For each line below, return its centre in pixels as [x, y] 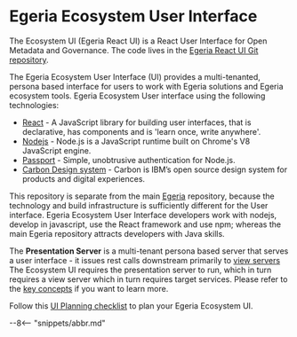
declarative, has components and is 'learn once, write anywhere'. [141, 131]
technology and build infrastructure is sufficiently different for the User [139, 205]
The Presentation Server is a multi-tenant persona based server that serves [149, 251]
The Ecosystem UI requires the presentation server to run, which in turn [140, 270]
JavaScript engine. [56, 150]
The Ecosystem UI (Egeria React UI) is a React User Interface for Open [138, 41]
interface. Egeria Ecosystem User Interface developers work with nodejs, [143, 215]
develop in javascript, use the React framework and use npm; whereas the [145, 224]
